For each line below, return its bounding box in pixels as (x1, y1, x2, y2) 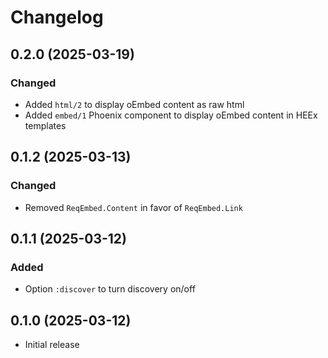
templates (24, 119, 67, 131)
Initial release (24, 339, 80, 351)
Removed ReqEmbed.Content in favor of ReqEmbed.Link (24, 201, 243, 213)
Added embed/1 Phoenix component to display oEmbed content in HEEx (24, 109, 318, 121)
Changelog (10, 6, 104, 29)
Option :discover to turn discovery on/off (24, 283, 196, 295)
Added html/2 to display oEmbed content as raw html (24, 98, 245, 110)
